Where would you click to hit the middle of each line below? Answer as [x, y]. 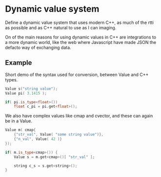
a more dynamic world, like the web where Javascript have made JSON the [81, 42]
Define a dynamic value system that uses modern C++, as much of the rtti [79, 22]
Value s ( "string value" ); [31, 89]
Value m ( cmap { [20, 130]
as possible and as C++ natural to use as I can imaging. [61, 27]
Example [19, 63]
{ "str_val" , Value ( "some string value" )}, [59, 135]
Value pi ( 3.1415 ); [26, 93]
